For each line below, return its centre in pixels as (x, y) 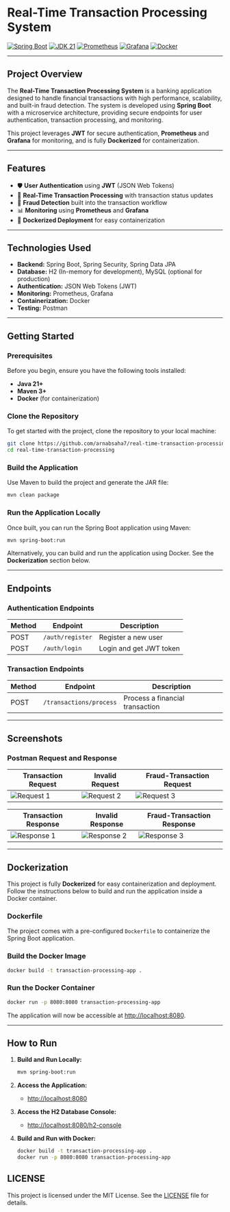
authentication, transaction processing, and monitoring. (85, 120)
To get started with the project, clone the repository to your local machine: (112, 431)
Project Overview (45, 74)
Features (26, 168)
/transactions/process (80, 703)
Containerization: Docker (53, 301)
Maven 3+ (31, 391)
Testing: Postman (42, 308)
